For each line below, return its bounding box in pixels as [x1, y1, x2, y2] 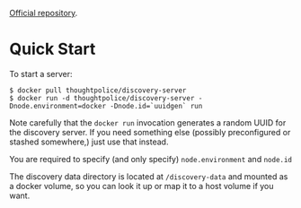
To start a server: [9, 68, 74, 79]
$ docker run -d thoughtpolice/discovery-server [9, 93, 195, 102]
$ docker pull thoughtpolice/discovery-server [9, 85, 187, 95]
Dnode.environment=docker [9, 101, 106, 110]
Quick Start [9, 39, 96, 59]
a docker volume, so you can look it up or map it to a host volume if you [9, 180, 274, 191]
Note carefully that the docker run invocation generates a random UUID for [9, 117, 287, 128]
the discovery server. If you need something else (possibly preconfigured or [9, 126, 291, 137]
